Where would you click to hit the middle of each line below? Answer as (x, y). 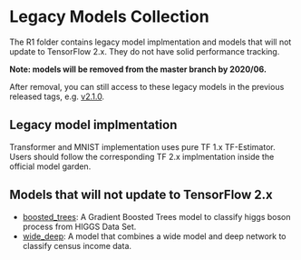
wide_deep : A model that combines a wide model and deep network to (154, 236)
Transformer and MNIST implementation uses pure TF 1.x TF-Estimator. (142, 146)
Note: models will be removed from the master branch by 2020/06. (138, 69)
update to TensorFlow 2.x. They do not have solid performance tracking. (145, 51)
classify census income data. (77, 245)
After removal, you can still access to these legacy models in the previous (147, 86)
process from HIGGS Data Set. (79, 226)
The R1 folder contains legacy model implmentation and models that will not (150, 42)
